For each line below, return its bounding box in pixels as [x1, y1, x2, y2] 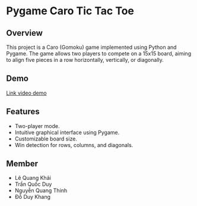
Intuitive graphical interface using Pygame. [14, 129, 120, 136]
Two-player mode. [14, 122, 61, 129]
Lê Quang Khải [14, 174, 52, 182]
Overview [6, 28, 43, 38]
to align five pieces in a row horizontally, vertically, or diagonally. [6, 57, 164, 63]
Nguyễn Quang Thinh [14, 187, 68, 194]
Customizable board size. [14, 135, 77, 142]
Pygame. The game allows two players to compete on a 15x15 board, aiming [6, 50, 192, 57]
